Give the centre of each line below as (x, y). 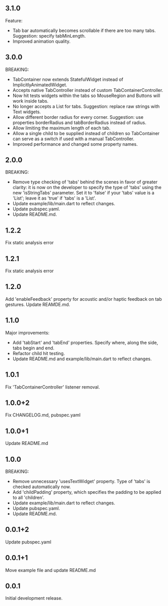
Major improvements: (27, 333)
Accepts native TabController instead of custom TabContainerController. (88, 90)
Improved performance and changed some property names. (75, 144)
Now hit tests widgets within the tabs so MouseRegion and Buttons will (86, 95)
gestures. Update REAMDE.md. (38, 304)
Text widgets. (27, 112)
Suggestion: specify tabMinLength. (49, 36)
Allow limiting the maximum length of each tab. (61, 128)
